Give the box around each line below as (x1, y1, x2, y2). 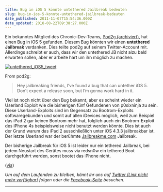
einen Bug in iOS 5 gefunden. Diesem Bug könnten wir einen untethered (5, 39, 150, 45)
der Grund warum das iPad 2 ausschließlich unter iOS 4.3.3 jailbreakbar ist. (5, 128, 155, 134)
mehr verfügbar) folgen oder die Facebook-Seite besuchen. (5, 177, 125, 183)
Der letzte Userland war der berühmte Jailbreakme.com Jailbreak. (5, 133, 137, 139)
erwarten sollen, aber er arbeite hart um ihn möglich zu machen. (5, 54, 133, 61)
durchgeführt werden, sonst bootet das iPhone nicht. (5, 153, 111, 159)
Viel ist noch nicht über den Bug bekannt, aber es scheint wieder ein (5, 97, 142, 103)
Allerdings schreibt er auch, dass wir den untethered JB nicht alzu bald (5, 49, 147, 55)
